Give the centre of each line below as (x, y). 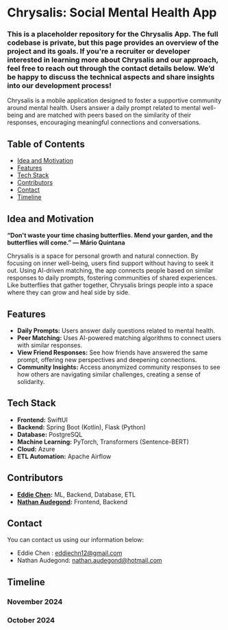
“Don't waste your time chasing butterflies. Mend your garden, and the (110, 236)
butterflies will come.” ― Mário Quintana (66, 243)
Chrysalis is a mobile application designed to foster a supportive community (114, 100)
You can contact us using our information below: (76, 540)
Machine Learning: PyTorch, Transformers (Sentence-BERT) (103, 442)
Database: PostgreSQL (50, 434)
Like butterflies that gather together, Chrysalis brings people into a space (110, 285)
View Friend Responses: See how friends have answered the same (112, 352)
